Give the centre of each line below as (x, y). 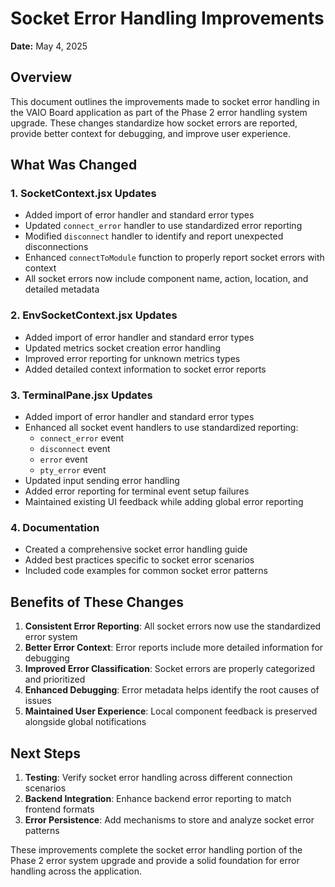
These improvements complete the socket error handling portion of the (156, 849)
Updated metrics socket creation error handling (122, 348)
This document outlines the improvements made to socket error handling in (165, 101)
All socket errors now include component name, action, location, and (166, 279)
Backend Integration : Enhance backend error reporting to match (158, 798)
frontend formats (59, 809)
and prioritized (55, 679)
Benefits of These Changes (97, 602)
